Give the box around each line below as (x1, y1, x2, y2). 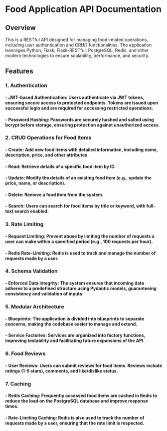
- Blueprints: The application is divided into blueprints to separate (5, 315, 145, 321)
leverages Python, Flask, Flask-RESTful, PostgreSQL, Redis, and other (5, 47, 149, 53)
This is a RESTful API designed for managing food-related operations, (5, 36, 148, 42)
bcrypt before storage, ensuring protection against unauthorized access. (5, 121, 161, 128)
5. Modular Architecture (5, 303, 64, 310)
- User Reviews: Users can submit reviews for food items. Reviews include (5, 362, 163, 368)
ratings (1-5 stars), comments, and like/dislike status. (5, 367, 118, 373)
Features (5, 67, 33, 75)
